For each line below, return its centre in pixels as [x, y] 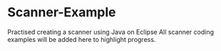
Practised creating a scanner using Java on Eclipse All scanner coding [111, 32]
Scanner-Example [62, 12]
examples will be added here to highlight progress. [82, 39]
